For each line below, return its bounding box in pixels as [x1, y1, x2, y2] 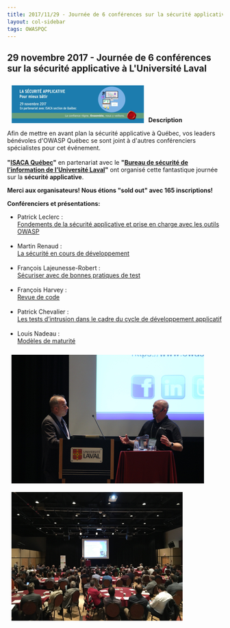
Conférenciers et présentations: [7, 200, 101, 208]
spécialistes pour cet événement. [7, 144, 101, 152]
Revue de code [16, 293, 60, 301]
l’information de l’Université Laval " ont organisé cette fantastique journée [7, 165, 218, 174]
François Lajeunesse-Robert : [16, 264, 101, 272]
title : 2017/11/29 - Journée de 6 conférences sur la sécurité [7, 11, 192, 18]
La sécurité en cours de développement [16, 249, 130, 257]
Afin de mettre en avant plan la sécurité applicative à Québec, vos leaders [7, 129, 216, 137]
